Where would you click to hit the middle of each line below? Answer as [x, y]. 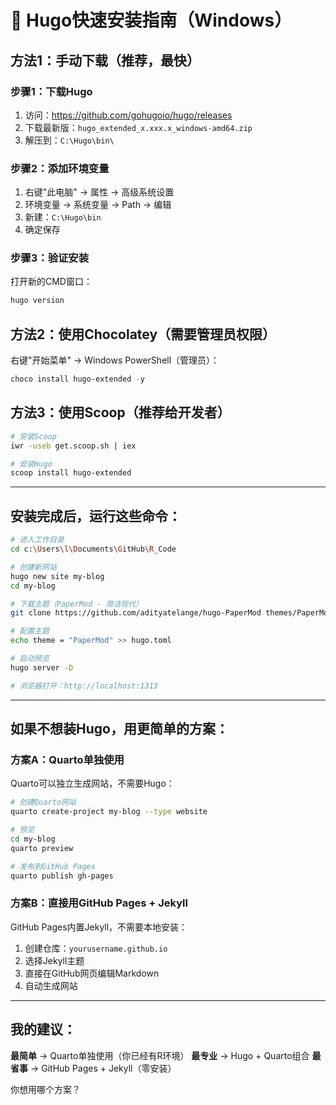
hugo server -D [42, 667]
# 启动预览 [30, 659]
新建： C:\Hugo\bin [63, 217]
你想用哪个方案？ [45, 1089]
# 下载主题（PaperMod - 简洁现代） [76, 604]
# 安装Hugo [31, 464]
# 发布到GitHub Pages [53, 866]
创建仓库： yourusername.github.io [96, 948]
